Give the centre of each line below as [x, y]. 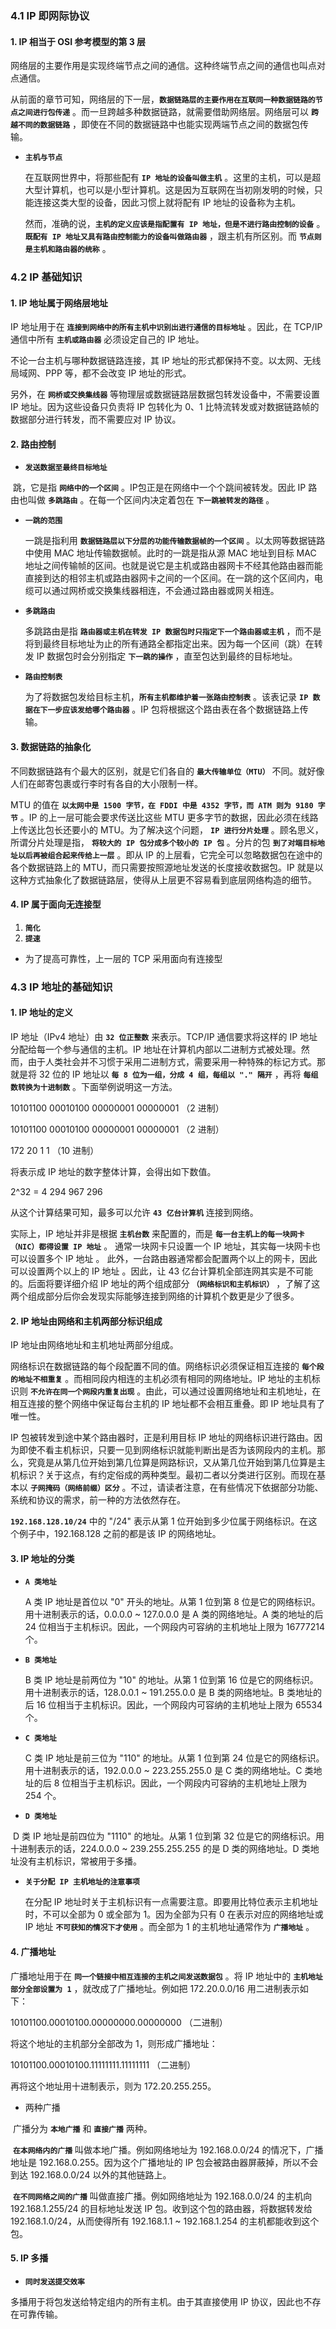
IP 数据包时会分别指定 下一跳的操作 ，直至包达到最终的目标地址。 [167, 656]
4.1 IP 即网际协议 [50, 15]
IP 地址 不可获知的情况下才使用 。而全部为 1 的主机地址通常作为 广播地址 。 [169, 1927]
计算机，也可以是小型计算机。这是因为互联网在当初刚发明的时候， [178, 190]
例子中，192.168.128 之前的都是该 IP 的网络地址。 [120, 1534]
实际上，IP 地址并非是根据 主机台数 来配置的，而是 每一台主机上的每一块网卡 [157, 1233]
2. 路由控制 [33, 444]
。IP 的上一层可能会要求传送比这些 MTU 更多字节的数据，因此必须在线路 [169, 817]
